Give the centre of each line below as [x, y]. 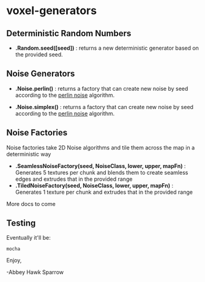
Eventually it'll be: [28, 238]
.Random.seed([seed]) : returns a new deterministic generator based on [107, 48]
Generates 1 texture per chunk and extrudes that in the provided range [104, 192]
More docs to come [31, 204]
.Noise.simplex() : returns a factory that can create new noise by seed [104, 107]
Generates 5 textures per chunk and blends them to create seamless [102, 172]
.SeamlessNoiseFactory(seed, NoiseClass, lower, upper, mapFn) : [100, 166]
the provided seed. [39, 55]
